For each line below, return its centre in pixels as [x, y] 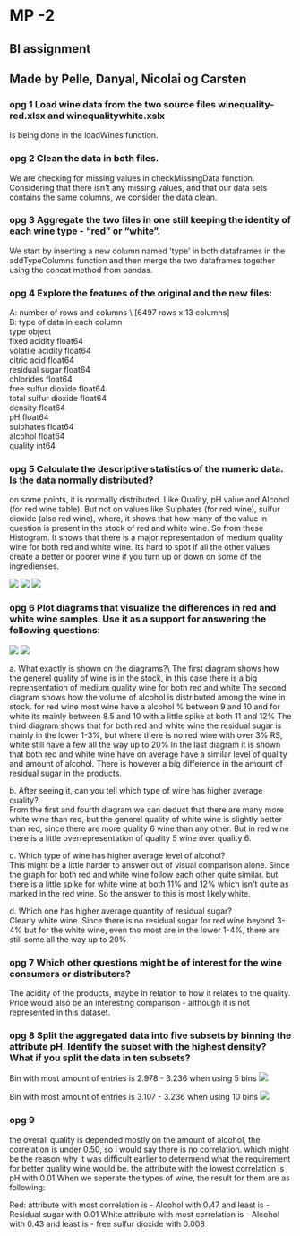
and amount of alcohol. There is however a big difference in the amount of [146, 763]
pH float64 [29, 417]
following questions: [55, 631]
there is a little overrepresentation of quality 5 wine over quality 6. [130, 837]
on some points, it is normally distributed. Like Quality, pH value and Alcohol [150, 500]
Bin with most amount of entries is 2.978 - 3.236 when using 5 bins [133, 1078]
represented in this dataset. [60, 1012]
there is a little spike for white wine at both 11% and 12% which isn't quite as [149, 884]
